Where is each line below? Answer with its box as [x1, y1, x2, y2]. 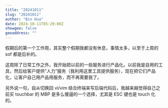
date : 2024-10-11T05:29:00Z [5, 21, 64, 26]
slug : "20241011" [5, 12, 41, 17]
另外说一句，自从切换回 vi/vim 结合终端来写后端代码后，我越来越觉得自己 [5, 85, 156, 90]
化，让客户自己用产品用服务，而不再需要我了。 [5, 74, 101, 80]
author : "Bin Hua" [5, 16, 43, 21]
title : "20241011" [5, 7, 43, 12]
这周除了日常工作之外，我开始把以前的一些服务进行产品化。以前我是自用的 [5, 62, 158, 67]
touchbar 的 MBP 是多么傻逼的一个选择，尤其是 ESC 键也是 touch [14, 91, 150, 97]
